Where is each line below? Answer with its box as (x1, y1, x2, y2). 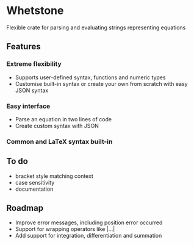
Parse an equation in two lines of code (15, 115, 112, 122)
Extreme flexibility (6, 60, 62, 68)
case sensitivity (15, 179, 55, 186)
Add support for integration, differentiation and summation (15, 232, 162, 240)
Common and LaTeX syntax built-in (6, 137, 113, 146)
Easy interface (6, 102, 51, 110)
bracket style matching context (15, 172, 93, 180)
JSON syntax (15, 87, 49, 94)
